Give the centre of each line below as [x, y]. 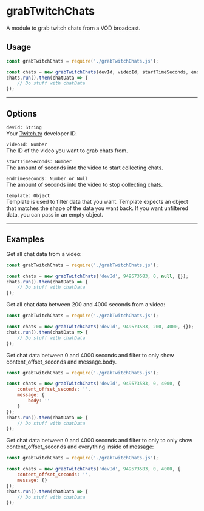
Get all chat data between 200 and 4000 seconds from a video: [86, 305]
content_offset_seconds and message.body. [62, 362]
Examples [25, 239]
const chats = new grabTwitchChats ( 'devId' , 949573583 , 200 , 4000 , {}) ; [100, 327]
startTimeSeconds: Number [39, 161]
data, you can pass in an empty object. [55, 214]
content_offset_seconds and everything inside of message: [80, 447]
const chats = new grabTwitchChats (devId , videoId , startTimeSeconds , [97, 72]
